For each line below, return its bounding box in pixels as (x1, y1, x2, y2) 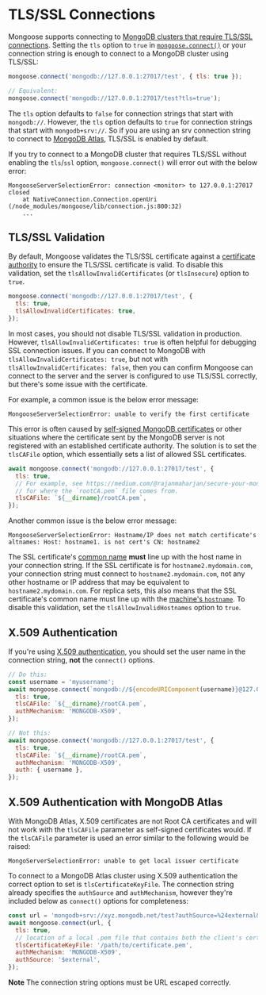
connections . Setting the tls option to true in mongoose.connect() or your (8, 40, 247, 49)
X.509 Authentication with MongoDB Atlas (8, 795, 223, 809)
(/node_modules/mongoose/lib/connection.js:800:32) (8, 202, 182, 210)
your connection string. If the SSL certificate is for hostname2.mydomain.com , (8, 561, 253, 570)
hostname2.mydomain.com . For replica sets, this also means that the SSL (8, 586, 237, 596)
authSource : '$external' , (15, 956, 101, 964)
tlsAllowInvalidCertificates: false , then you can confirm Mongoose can (8, 363, 253, 372)
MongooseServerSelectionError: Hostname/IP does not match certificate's (8, 532, 257, 540)
